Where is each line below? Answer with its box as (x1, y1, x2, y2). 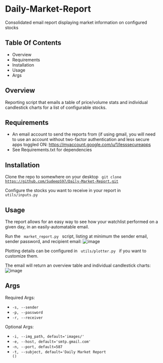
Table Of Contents (5, 39, 62, 47)
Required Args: (5, 294, 35, 300)
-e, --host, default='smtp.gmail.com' (12, 339, 91, 344)
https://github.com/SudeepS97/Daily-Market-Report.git (5, 179, 119, 184)
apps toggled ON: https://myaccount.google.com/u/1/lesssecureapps (12, 142, 151, 148)
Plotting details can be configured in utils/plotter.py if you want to (5, 248, 147, 254)
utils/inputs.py (5, 193, 38, 198)
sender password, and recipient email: (5, 239, 82, 244)
